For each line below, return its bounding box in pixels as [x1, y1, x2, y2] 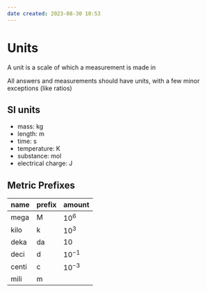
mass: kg [17, 122, 44, 131]
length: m [17, 130, 45, 138]
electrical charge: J [17, 159, 73, 167]
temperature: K [17, 144, 60, 153]
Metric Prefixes [7, 179, 75, 191]
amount [63, 200, 90, 210]
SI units [7, 103, 40, 115]
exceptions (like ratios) [7, 84, 73, 92]
